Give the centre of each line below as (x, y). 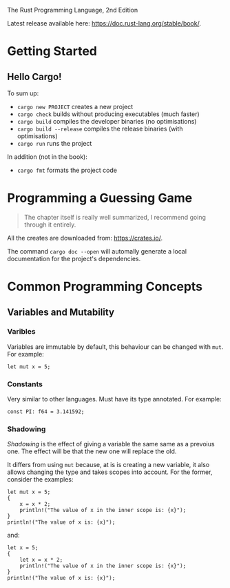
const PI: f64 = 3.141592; (46, 412)
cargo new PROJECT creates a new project (75, 107)
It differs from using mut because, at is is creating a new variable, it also (108, 465)
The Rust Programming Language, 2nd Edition (73, 10)
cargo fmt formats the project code (67, 170)
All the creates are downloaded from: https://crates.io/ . (85, 238)
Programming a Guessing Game (100, 198)
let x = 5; (23, 548)
